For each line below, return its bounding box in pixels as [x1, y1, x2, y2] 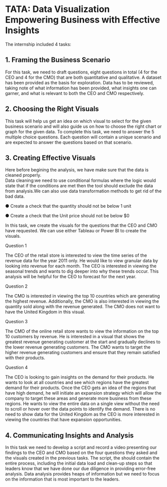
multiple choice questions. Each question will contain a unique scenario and [5, 134, 161, 140]
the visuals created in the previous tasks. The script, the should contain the [5, 455, 160, 461]
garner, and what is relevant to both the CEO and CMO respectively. [5, 90, 145, 96]
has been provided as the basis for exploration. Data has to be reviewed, [5, 79, 154, 85]
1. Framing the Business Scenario [5, 56, 111, 64]
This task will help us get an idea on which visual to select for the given [5, 118, 152, 124]
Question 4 [5, 365, 28, 371]
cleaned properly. [5, 172, 41, 178]
